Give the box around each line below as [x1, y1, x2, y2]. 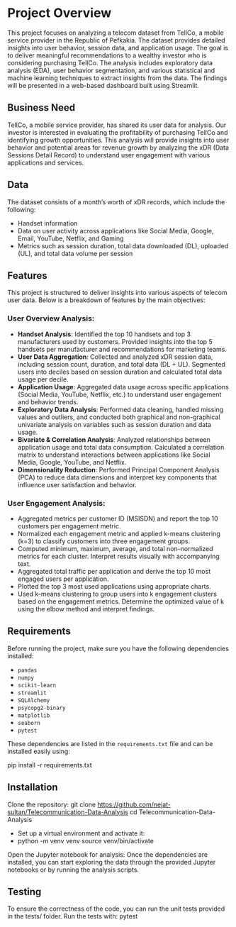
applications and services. [7, 158, 84, 167]
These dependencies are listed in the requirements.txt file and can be [7, 739, 213, 748]
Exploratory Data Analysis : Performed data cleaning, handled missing [17, 405, 224, 413]
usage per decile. [17, 374, 69, 384]
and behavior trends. [17, 397, 79, 406]
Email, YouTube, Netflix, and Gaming [17, 234, 124, 243]
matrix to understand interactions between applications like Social [17, 450, 210, 459]
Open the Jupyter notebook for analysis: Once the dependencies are [7, 850, 208, 859]
